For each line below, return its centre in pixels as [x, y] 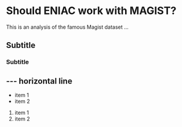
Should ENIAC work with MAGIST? [91, 11]
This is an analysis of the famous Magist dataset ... [68, 27]
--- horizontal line [39, 81]
